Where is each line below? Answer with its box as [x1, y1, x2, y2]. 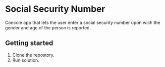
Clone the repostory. [12, 52, 55, 58]
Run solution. [12, 57, 40, 63]
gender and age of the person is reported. [5, 24, 91, 30]
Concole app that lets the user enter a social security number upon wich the [5, 20, 161, 25]
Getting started [5, 39, 54, 47]
